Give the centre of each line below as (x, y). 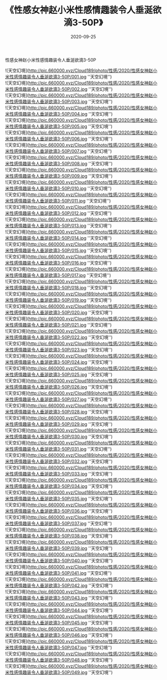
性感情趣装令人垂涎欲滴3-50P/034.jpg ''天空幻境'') (61, 486)
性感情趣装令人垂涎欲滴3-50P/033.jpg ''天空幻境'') (61, 474)
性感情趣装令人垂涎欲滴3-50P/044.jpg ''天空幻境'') (61, 610)
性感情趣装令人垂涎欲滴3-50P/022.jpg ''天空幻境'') (61, 337)
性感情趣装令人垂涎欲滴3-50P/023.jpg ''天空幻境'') (61, 349)
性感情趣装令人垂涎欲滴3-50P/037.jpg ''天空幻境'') (61, 523)
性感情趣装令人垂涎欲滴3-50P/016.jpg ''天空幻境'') (60, 263)
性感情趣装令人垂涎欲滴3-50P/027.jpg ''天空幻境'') (61, 399)
